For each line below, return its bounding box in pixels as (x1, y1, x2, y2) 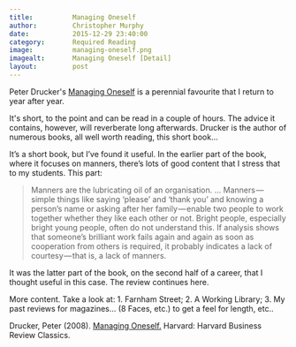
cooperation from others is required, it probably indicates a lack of (30, 240, 272, 252)
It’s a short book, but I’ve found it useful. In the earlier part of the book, (9, 148, 267, 159)
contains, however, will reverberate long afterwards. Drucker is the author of (9, 122, 287, 132)
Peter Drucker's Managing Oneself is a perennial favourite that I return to (9, 86, 274, 97)
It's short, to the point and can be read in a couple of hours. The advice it (9, 112, 276, 124)
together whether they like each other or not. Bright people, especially (30, 213, 287, 223)
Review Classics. (9, 329, 71, 340)
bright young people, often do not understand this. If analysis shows (30, 222, 280, 232)
